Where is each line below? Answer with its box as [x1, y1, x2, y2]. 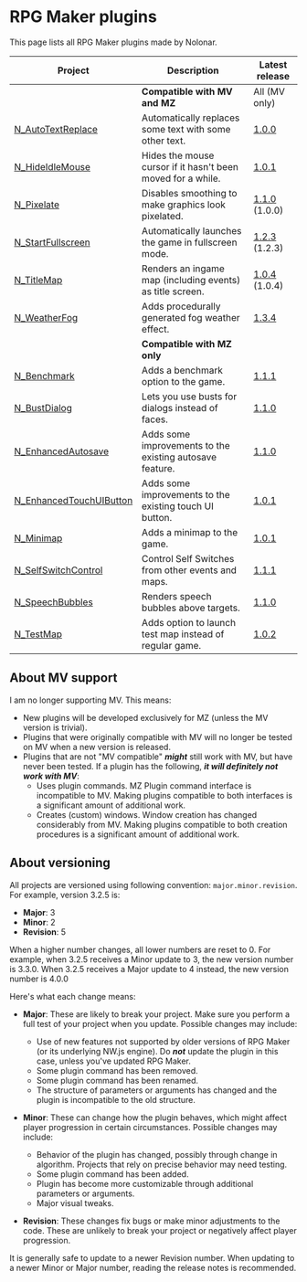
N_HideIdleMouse [14, 160, 91, 173]
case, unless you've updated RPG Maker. [36, 1055, 192, 1066]
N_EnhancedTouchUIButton [14, 493, 133, 506]
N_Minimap [14, 532, 63, 545]
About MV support [9, 670, 118, 686]
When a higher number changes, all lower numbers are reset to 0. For [9, 944, 271, 955]
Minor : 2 [22, 916, 57, 927]
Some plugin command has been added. [36, 1168, 189, 1180]
